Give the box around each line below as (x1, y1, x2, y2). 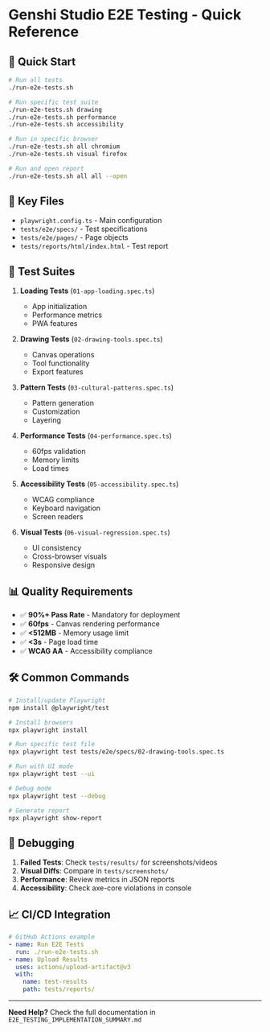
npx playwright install (8, 726, 88, 734)
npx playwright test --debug (8, 791, 106, 800)
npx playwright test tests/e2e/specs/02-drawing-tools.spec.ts (8, 748, 225, 756)
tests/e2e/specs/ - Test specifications (19, 224, 148, 234)
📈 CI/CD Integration (8, 907, 111, 921)
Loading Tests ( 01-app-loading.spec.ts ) (19, 286, 155, 295)
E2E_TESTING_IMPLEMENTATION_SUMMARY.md (8, 1016, 142, 1024)
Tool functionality (31, 358, 90, 368)
